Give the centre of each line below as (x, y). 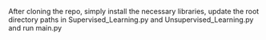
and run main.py (35, 28)
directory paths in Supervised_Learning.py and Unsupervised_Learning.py (131, 20)
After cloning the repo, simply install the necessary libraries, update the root (134, 11)
